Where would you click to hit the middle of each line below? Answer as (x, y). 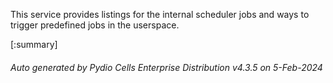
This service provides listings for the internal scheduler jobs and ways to (160, 14)
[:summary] (34, 44)
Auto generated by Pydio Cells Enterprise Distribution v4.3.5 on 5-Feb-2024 (166, 67)
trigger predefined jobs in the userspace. (95, 25)
